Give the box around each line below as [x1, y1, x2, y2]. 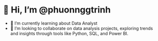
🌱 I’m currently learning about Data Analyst [10, 20, 97, 26]
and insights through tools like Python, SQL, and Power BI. [10, 30, 128, 36]
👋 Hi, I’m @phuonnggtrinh [3, 4, 111, 15]
